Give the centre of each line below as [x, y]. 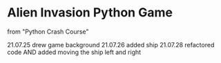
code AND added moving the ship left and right [74, 52]
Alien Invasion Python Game [90, 13]
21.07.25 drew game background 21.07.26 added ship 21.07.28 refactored [111, 45]
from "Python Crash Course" [48, 32]
